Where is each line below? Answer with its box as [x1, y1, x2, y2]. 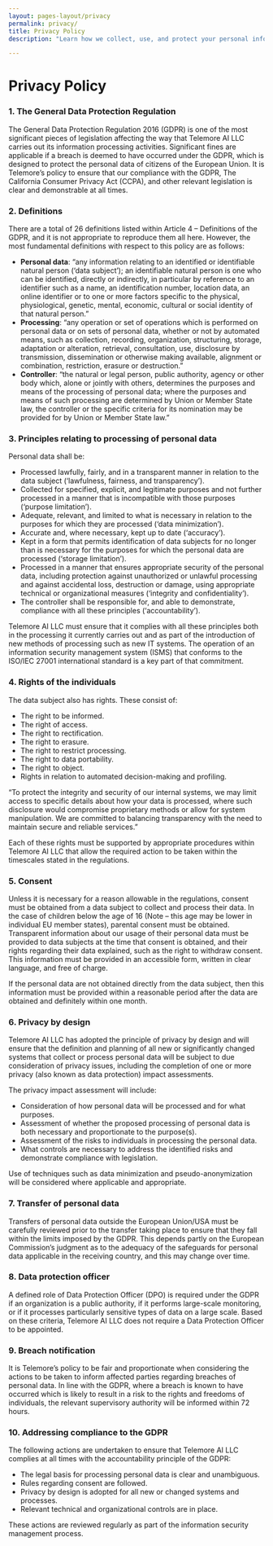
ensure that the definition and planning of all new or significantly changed [8, 1043, 255, 1053]
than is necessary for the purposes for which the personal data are [19, 545, 245, 555]
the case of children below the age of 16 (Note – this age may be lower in [8, 911, 253, 920]
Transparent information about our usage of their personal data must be [8, 928, 249, 938]
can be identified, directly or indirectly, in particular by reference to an [19, 275, 255, 284]
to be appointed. [8, 1324, 63, 1334]
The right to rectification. [19, 728, 104, 738]
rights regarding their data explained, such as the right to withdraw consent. [8, 946, 262, 955]
